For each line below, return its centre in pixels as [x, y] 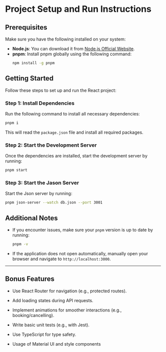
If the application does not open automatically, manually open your [80, 253]
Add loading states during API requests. [53, 300]
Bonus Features [30, 279]
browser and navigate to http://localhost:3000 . [62, 259]
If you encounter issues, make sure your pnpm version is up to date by [83, 230]
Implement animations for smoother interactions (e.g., [67, 310]
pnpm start [16, 170]
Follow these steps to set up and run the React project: [61, 90]
